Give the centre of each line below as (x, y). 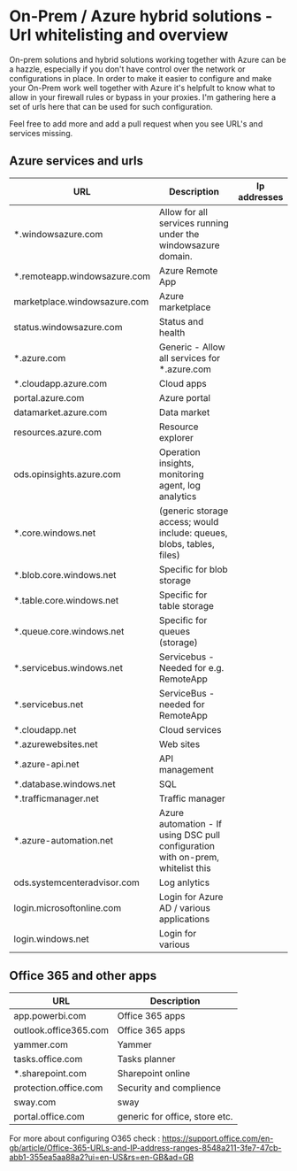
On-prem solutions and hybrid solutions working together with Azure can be (148, 59)
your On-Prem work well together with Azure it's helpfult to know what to (142, 88)
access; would (189, 521)
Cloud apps (183, 383)
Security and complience (169, 1088)
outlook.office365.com (61, 1030)
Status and (181, 321)
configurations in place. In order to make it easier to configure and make (141, 78)
